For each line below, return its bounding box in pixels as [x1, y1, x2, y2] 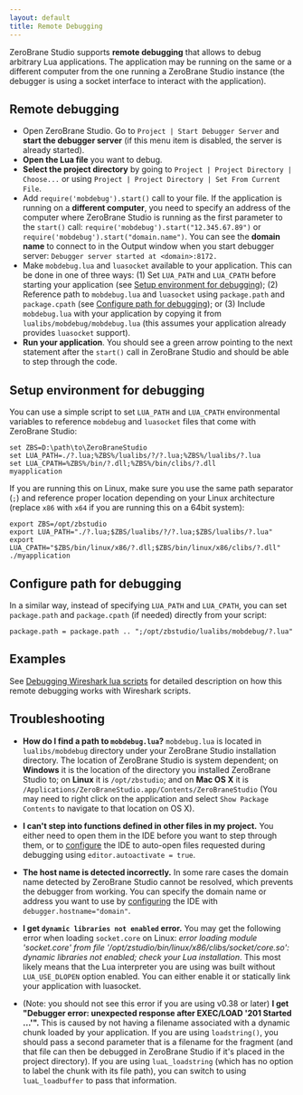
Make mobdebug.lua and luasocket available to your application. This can [22, 260, 292, 271]
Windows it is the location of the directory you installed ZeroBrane [22, 764, 271, 775]
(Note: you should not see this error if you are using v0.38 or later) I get [22, 997, 289, 1009]
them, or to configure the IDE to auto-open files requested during [22, 839, 266, 851]
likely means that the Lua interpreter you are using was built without [22, 961, 276, 972]
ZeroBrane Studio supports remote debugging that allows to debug [9, 46, 261, 57]
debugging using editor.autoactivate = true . [22, 849, 196, 860]
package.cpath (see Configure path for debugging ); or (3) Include [22, 299, 265, 309]
